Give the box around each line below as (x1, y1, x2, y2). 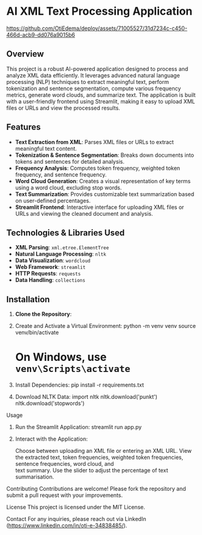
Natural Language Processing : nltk (15, 250, 107, 258)
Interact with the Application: (15, 435, 88, 442)
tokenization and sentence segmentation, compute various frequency (6, 85, 181, 92)
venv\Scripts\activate (15, 363, 131, 375)
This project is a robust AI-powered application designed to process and (6, 65, 189, 72)
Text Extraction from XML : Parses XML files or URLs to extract (15, 138, 174, 145)
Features (6, 122, 41, 132)
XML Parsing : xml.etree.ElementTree (15, 244, 109, 251)
